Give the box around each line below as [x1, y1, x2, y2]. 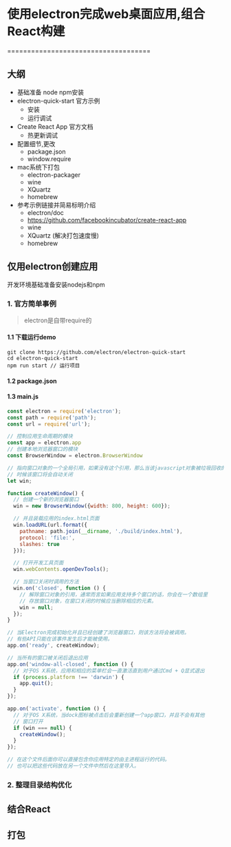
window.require [27, 154, 71, 163]
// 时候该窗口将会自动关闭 [7, 471, 74, 478]
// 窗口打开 [13, 718, 43, 725]
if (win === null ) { [13, 724, 72, 731]
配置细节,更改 [16, 139, 56, 148]
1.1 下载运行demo [7, 333, 56, 342]
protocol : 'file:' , [19, 534, 76, 541]
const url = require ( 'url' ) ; [7, 421, 91, 428]
